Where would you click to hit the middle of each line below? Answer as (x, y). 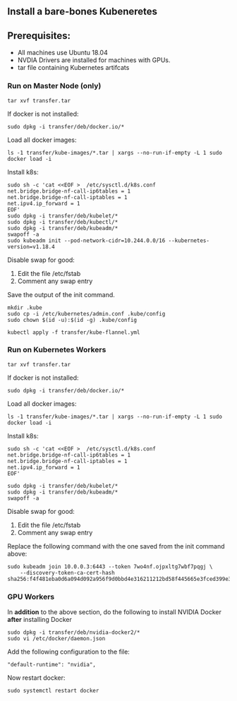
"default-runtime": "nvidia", (52, 665)
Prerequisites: (39, 36)
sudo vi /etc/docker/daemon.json (56, 639)
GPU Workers (31, 597)
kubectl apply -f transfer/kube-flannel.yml (74, 332)
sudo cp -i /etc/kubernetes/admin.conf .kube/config (86, 313)
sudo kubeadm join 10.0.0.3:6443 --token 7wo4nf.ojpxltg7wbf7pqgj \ (110, 567)
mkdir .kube (25, 307)
